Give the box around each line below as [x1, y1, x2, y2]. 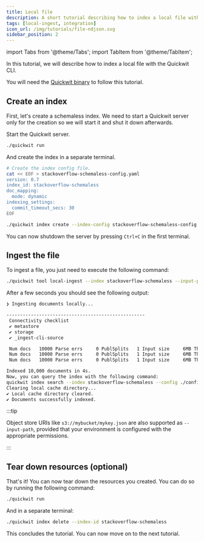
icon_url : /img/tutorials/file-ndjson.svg [6, 26, 115, 32]
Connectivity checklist [8, 318, 69, 324]
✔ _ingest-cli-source [8, 335, 64, 341]
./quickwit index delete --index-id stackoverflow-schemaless [6, 519, 167, 525]
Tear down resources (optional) [6, 462, 128, 472]
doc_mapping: [6, 188, 39, 194]
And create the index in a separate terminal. [6, 153, 116, 160]
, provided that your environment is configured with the [33, 426, 172, 433]
